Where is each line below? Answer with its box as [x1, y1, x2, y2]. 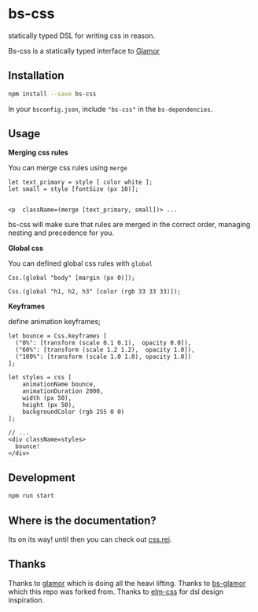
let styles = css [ [8, 374, 72, 382]
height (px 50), [22, 401, 76, 409]
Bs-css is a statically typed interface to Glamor [8, 46, 160, 55]
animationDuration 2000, [22, 387, 104, 395]
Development [8, 471, 76, 484]
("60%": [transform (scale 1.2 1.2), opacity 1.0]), [15, 346, 195, 354]
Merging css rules [8, 147, 68, 158]
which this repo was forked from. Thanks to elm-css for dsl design [8, 587, 224, 596]
